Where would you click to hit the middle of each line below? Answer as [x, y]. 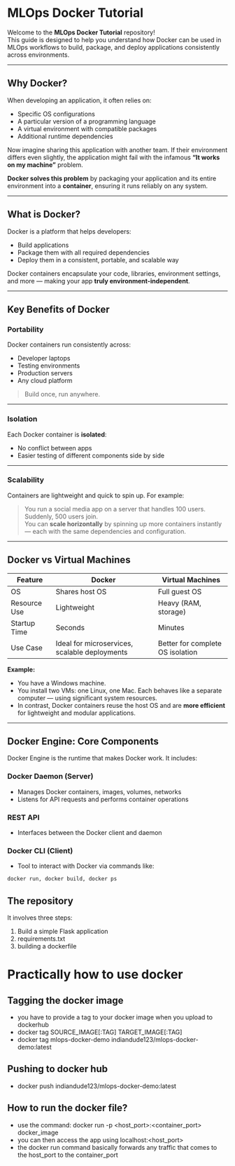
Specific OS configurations [56, 114]
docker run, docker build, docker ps [62, 879]
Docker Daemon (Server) [50, 777]
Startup [23, 623]
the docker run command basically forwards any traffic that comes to [117, 1147]
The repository [40, 900]
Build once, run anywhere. [62, 394]
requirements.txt [41, 939]
